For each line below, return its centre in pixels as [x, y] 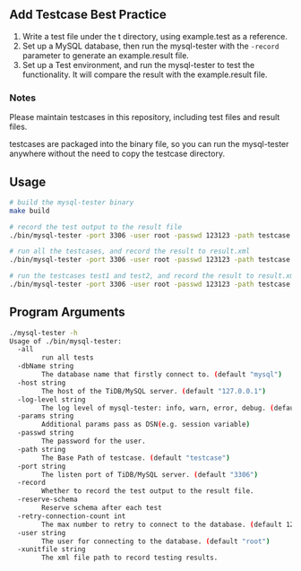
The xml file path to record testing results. [130, 558]
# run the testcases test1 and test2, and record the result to [132, 276]
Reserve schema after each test [102, 508]
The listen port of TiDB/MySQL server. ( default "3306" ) [150, 474]
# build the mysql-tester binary [72, 202]
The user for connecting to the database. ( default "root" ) [156, 541]
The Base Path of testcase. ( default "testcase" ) [136, 458]
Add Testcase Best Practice [88, 15]
